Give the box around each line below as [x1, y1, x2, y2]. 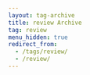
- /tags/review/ [15, 48, 68, 55]
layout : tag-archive [8, 11, 76, 20]
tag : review [8, 26, 47, 34]
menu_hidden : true [8, 33, 68, 41]
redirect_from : [8, 41, 58, 48]
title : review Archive [8, 19, 82, 27]
